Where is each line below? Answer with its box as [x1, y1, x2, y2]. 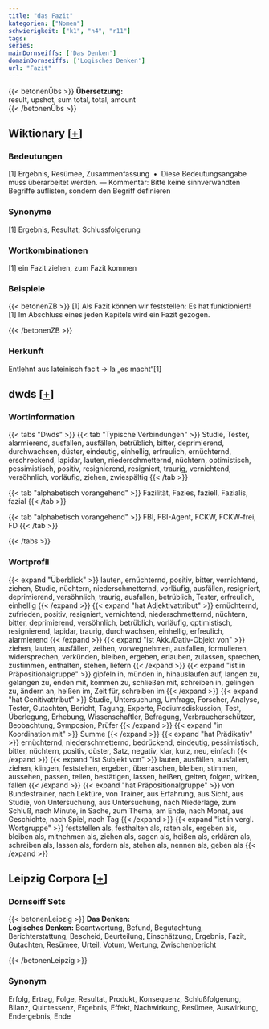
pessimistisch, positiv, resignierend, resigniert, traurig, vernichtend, [8, 464, 231, 473]
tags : [8, 34, 26, 43]
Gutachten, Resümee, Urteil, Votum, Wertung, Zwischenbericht [8, 940, 217, 950]
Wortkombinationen [8, 245, 88, 256]
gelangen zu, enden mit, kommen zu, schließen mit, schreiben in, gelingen [8, 677, 255, 687]
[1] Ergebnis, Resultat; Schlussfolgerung [8, 225, 141, 234]
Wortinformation [8, 411, 75, 423]
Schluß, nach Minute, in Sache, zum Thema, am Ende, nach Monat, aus [8, 806, 244, 816]
